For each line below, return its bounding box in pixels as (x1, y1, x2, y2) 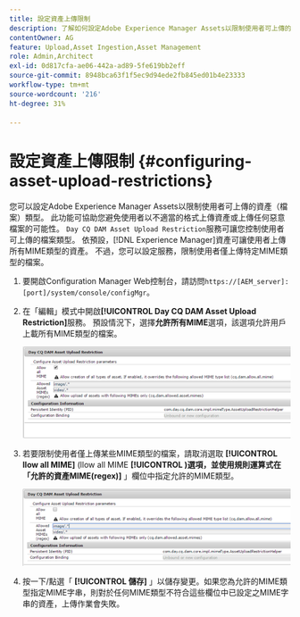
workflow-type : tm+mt (9, 80, 90, 89)
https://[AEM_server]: (204, 278, 289, 287)
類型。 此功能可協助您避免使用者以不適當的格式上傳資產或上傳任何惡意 (24, 213, 286, 223)
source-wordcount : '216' (9, 89, 102, 98)
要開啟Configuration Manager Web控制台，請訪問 (21, 276, 205, 287)
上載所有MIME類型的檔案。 (21, 329, 122, 339)
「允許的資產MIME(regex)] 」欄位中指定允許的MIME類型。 (21, 471, 239, 481)
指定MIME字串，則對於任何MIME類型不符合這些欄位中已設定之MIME (29, 588, 281, 598)
